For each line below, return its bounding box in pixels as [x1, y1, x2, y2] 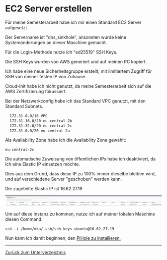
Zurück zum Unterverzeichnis [5, 249, 66, 255]
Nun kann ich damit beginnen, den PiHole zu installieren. [5, 235, 121, 241]
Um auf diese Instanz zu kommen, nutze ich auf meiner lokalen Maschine [5, 211, 156, 217]
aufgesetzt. [5, 24, 29, 30]
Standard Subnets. [5, 103, 43, 109]
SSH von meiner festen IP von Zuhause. [5, 73, 87, 79]
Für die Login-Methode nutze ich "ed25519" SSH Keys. [5, 49, 118, 55]
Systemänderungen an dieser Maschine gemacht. [5, 39, 107, 45]
